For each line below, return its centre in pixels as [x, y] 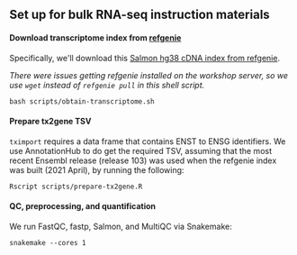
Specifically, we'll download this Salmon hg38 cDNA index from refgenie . [145, 58]
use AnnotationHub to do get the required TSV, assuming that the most [141, 150]
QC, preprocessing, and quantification [82, 206]
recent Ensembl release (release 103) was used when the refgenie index [143, 160]
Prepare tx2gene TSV [50, 122]
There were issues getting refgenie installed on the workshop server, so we [149, 75]
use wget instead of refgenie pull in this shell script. [107, 85]
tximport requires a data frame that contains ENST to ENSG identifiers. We [148, 141]
